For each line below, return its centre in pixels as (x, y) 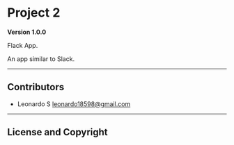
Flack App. (23, 45)
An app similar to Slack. (41, 59)
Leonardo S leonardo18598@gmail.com (74, 104)
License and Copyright (57, 132)
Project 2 (34, 13)
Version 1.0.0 (27, 32)
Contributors (36, 87)
